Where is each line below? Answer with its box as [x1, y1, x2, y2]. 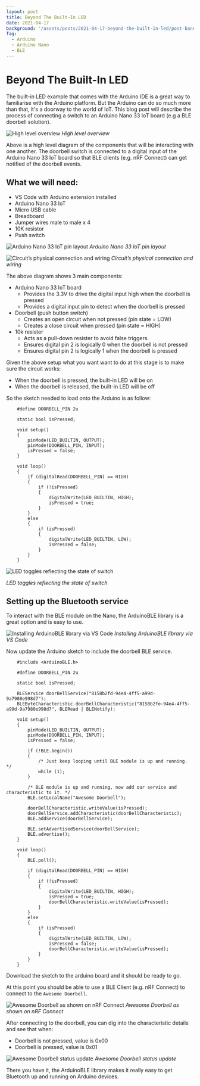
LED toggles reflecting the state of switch [6, 579, 108, 586]
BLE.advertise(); [27, 832, 70, 838]
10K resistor [14, 225, 45, 232]
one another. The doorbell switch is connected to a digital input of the [6, 147, 177, 155]
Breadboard [14, 212, 45, 219]
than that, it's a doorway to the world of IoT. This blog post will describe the [6, 105, 192, 113]
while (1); [37, 769, 65, 775]
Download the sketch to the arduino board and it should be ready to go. [6, 972, 182, 979]
